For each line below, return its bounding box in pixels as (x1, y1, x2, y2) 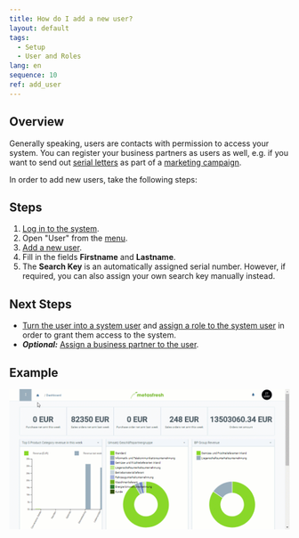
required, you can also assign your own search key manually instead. (21, 271, 276, 281)
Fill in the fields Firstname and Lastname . (21, 252, 176, 263)
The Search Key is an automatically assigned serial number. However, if (21, 261, 287, 272)
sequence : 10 (9, 71, 58, 80)
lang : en (9, 61, 42, 70)
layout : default (9, 23, 69, 33)
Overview (9, 114, 65, 129)
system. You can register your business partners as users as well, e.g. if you (9, 147, 289, 158)
